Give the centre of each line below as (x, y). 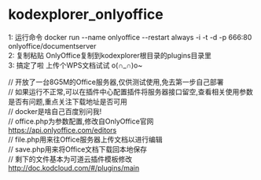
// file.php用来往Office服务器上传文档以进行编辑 (85, 139)
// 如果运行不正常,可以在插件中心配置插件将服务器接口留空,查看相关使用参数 (131, 91)
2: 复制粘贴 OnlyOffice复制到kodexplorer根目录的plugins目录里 (110, 55)
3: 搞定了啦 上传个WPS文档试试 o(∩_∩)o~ (75, 65)
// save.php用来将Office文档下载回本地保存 (78, 149)
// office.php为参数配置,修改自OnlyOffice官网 (81, 121)
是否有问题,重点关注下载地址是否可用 (68, 101)
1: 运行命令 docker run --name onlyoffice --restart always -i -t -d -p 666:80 (130, 37)
